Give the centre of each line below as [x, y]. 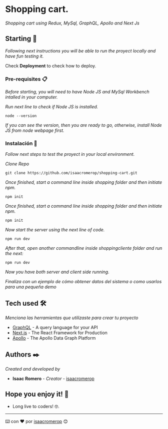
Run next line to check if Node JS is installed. [52, 107]
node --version [21, 116]
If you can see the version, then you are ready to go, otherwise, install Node [83, 125]
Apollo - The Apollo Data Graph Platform [54, 338]
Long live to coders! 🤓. [36, 406]
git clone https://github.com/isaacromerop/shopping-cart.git [71, 173]
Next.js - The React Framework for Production [60, 333]
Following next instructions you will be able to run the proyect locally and [80, 50]
